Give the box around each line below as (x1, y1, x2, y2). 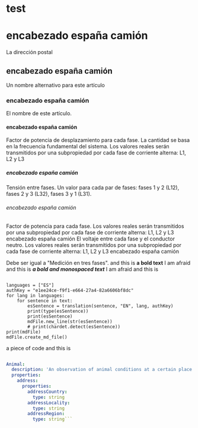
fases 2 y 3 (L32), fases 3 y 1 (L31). (6, 191, 92, 198)
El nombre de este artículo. (6, 110, 72, 117)
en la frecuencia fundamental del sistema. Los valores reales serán (6, 143, 170, 150)
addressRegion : (27, 411, 65, 417)
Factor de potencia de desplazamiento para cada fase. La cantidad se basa (6, 137, 190, 144)
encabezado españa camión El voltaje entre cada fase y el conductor (6, 235, 175, 242)
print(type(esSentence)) (27, 308, 89, 314)
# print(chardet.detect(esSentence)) (27, 324, 120, 329)
